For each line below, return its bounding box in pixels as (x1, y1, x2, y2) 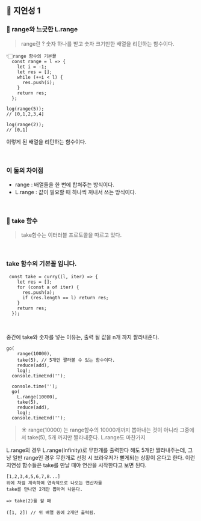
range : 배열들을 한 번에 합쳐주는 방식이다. (14, 181, 114, 188)
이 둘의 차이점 (6, 166, 44, 174)
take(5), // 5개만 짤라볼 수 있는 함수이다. (17, 357, 116, 363)
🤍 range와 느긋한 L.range (6, 25, 78, 34)
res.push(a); (22, 289, 55, 296)
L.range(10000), (17, 394, 58, 400)
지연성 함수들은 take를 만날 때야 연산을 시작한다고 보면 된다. (6, 462, 147, 469)
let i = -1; (17, 64, 47, 70)
